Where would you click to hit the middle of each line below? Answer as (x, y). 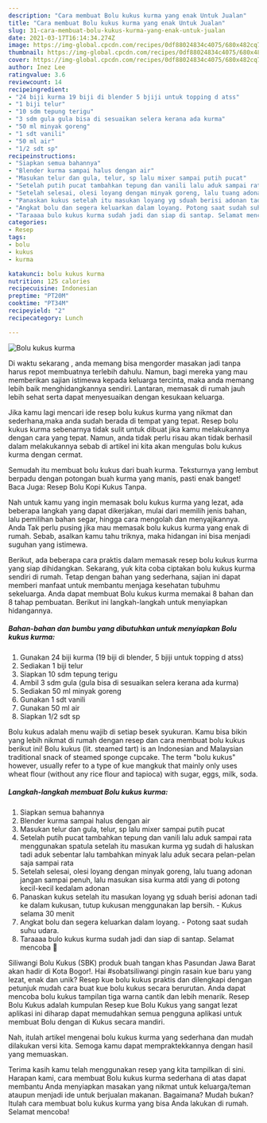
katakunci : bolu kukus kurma (56, 274)
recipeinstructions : (43, 156)
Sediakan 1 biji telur (51, 665)
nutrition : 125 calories (49, 281)
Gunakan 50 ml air (50, 707)
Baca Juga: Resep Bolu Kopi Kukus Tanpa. (77, 486)
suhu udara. (39, 930)
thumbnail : (26, 52)
